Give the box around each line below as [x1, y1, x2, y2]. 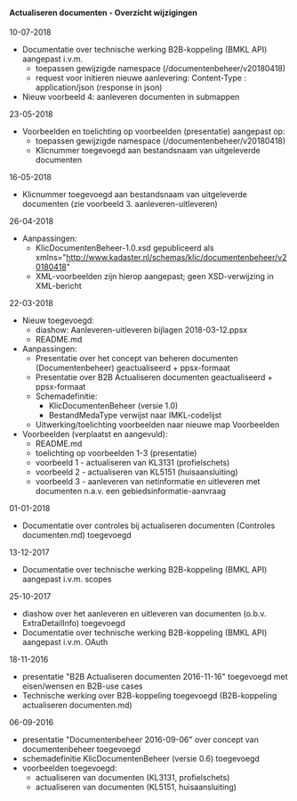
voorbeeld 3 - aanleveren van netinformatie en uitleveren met [35, 476, 261, 487]
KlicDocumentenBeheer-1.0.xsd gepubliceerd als [35, 243, 215, 253]
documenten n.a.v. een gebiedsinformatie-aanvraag [35, 486, 227, 497]
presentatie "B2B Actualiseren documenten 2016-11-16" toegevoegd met [21, 672, 288, 682]
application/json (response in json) [35, 82, 163, 93]
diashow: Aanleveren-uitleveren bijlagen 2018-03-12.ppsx [35, 325, 248, 335]
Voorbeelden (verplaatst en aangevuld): [21, 429, 168, 440]
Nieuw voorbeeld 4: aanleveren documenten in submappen [21, 92, 240, 103]
